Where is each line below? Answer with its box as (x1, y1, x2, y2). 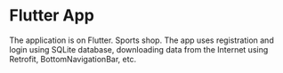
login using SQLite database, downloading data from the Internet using (9, 44, 269, 54)
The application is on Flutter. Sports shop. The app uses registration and (9, 35, 274, 45)
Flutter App (9, 5, 95, 26)
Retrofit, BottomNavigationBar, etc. (9, 53, 136, 64)
